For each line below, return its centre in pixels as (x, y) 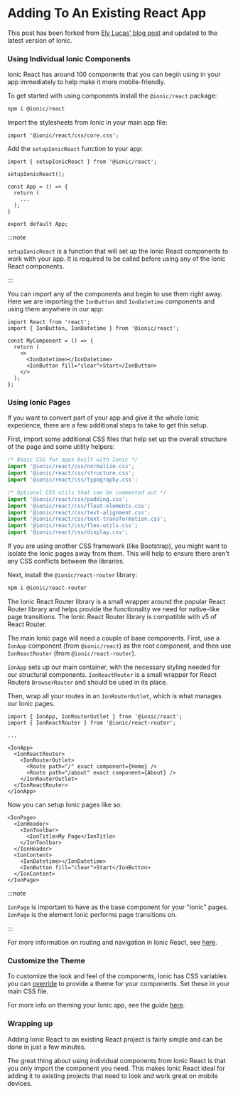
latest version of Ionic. (40, 40)
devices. (20, 1083)
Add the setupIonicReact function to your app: (75, 149)
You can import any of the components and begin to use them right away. (115, 294)
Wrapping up (30, 1024)
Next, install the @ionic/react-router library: (72, 575)
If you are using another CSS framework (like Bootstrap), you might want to (117, 546)
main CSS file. (28, 991)
